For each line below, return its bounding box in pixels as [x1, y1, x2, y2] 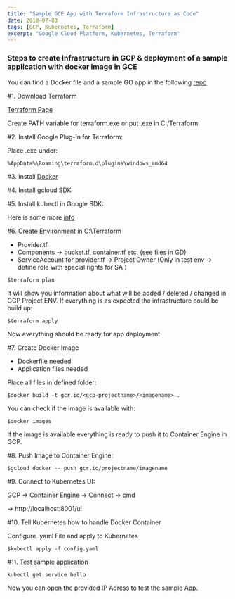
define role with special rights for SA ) [17, 263, 128, 271]
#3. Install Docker [7, 172, 58, 180]
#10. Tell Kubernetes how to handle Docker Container [7, 518, 161, 527]
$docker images [7, 417, 52, 424]
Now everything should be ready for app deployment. [7, 329, 163, 338]
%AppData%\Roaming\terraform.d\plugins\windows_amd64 [7, 160, 168, 167]
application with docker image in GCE [7, 62, 138, 72]
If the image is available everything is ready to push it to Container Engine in [7, 430, 227, 439]
